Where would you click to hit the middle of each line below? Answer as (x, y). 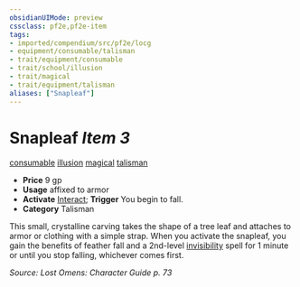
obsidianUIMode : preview (56, 18)
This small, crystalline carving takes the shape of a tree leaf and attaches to (150, 227)
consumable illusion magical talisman (79, 162)
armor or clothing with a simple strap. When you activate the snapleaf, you (148, 236)
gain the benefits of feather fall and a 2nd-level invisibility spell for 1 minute (149, 245)
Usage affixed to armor (66, 190)
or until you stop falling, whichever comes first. (97, 255)
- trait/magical (40, 77)
